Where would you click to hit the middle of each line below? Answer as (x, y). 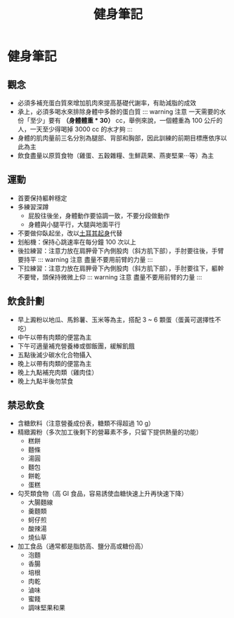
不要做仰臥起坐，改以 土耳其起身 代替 (70, 233)
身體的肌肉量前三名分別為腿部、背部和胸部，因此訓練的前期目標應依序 (119, 138)
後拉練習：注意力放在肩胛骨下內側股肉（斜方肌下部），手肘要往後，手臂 (121, 251)
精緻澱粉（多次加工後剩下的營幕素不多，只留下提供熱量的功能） (110, 432)
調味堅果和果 (46, 607)
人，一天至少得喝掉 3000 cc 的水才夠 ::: (75, 129)
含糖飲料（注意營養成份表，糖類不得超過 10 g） (86, 423)
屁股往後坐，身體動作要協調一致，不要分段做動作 (99, 216)
